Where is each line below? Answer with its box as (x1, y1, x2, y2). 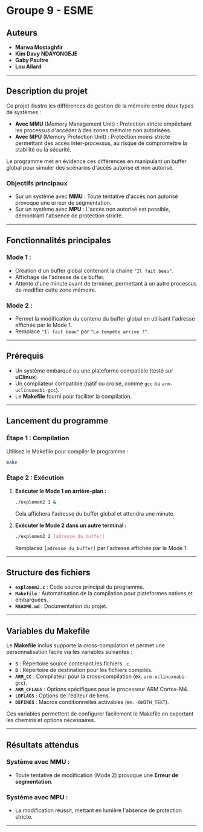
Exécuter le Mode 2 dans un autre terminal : (14, 522, 127, 529)
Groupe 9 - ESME (6, 4, 94, 18)
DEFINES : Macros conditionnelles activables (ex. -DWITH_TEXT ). (14, 699, 169, 706)
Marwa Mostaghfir (14, 43, 63, 51)
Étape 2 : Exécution (6, 473, 65, 482)
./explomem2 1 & (14, 499, 56, 505)
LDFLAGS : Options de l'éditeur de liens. (14, 692, 111, 699)
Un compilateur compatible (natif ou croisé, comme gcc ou (14, 380, 161, 387)
